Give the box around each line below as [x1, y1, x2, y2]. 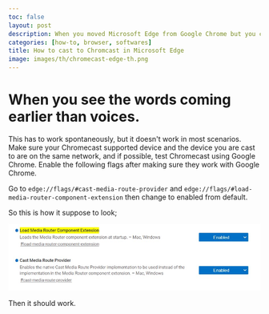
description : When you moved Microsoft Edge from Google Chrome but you [8, 30, 256, 38]
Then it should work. [8, 299, 76, 308]
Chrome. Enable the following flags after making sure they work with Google [8, 159, 260, 169]
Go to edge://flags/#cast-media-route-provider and [8, 183, 183, 193]
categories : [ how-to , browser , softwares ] [8, 38, 152, 46]
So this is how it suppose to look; [8, 207, 118, 217]
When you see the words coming [8, 91, 231, 109]
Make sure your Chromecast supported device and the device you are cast [8, 143, 255, 152]
